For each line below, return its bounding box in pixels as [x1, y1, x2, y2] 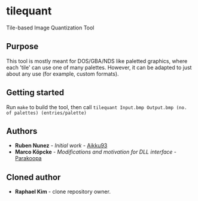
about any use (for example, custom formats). [6, 70, 119, 77]
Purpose [6, 41, 39, 52]
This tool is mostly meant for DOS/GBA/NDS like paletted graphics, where [6, 57, 188, 64]
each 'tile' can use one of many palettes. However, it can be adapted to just [6, 64, 192, 71]
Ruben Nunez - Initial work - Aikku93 [14, 142, 108, 149]
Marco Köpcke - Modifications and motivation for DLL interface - [14, 148, 177, 155]
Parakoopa [14, 155, 42, 162]
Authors [6, 126, 38, 136]
